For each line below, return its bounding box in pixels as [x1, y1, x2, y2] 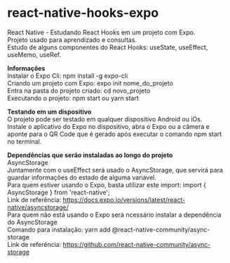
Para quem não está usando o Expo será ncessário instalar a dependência [7, 210, 222, 219]
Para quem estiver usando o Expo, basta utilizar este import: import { [7, 180, 207, 189]
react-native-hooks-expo [7, 5, 159, 21]
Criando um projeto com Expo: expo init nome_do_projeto [7, 79, 174, 87]
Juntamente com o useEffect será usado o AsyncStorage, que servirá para [7, 166, 223, 174]
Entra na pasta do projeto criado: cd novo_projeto [7, 86, 151, 95]
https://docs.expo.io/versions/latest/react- [62, 195, 186, 204]
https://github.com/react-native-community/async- [62, 240, 211, 248]
